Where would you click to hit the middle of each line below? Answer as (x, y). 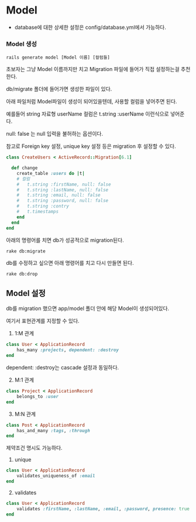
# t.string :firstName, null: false (64, 184)
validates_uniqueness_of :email (56, 476)
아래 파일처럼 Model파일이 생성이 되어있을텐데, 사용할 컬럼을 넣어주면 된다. (92, 102)
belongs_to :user (38, 396)
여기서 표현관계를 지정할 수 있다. (43, 321)
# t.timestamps (38, 212)
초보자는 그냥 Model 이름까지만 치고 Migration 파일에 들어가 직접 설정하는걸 (93, 69)
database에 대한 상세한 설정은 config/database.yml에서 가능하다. (90, 27)
